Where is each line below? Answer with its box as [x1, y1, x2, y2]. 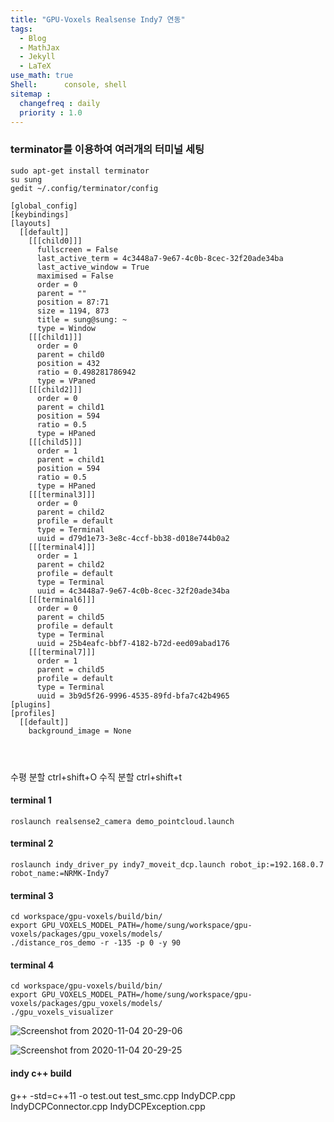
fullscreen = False [36, 244, 118, 255]
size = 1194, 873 [36, 306, 110, 316]
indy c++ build [10, 1067, 72, 1080]
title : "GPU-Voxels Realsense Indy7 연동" [10, 14, 186, 25]
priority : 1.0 [19, 107, 83, 118]
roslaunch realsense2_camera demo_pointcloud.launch [10, 816, 235, 826]
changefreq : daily [19, 98, 101, 108]
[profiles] [10, 708, 56, 718]
